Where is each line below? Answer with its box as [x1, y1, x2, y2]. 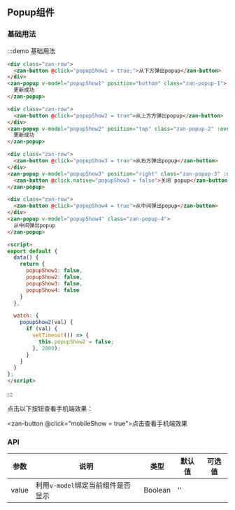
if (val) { [25, 325, 58, 332]
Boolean [143, 486, 171, 495]
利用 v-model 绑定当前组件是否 [35, 481, 131, 490]
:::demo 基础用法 [7, 46, 56, 55]
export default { [7, 248, 58, 255]
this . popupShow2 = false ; [38, 338, 114, 345]
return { [20, 261, 45, 268]
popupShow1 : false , [25, 267, 83, 274]
